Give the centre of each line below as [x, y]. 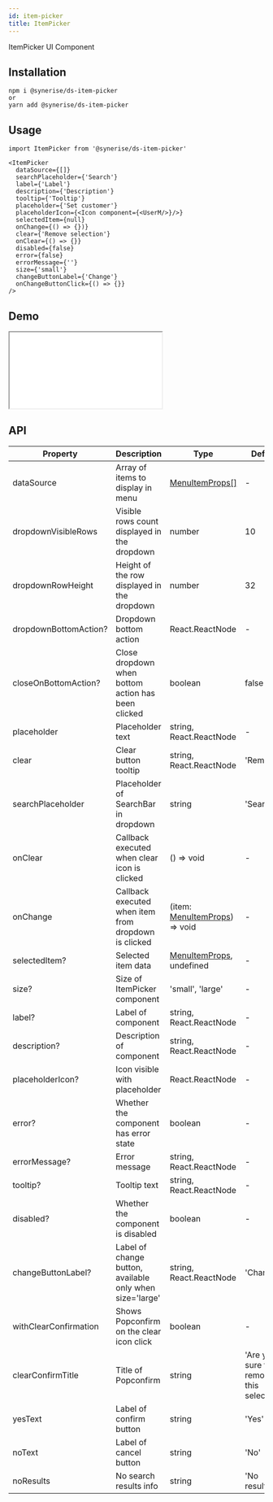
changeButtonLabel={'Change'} [67, 277]
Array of [131, 467]
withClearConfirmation [56, 1326]
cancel [129, 1452]
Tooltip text [137, 1185]
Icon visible [138, 1069]
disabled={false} [45, 249]
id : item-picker [36, 16]
